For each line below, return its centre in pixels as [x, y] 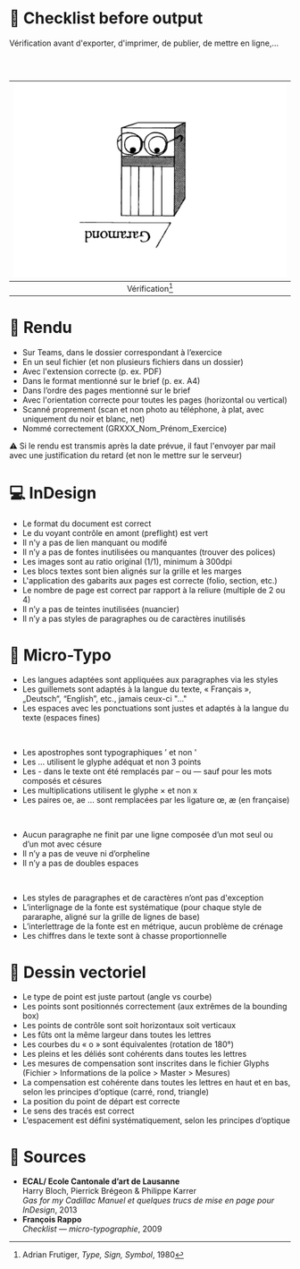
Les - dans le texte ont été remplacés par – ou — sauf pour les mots [147, 771]
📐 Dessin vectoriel [78, 972]
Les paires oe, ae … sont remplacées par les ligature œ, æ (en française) [156, 800]
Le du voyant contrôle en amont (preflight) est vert [115, 533]
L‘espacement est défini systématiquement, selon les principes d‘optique [156, 1120]
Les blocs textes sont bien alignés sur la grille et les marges [132, 571]
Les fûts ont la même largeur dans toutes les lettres [117, 1035]
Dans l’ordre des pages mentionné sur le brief [106, 390]
